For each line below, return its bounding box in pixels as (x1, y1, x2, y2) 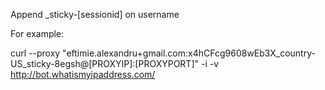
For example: (10, 28, 65, 39)
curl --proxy (10, 47, 61, 59)
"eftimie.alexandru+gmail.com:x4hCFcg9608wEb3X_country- (62, 47, 316, 59)
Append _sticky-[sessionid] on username (10, 9, 180, 20)
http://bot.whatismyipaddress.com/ (10, 69, 156, 80)
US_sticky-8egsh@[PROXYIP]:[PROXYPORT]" (10, 58, 200, 69)
